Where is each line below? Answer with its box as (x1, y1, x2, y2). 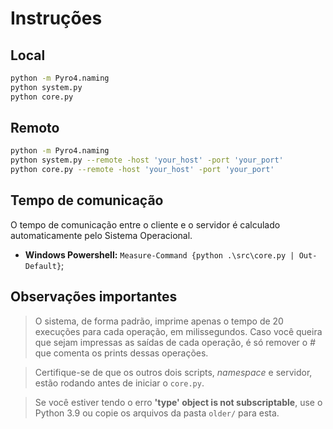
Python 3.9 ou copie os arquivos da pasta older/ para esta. (34, 407, 280, 419)
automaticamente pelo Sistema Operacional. (10, 229, 193, 241)
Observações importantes (10, 288, 178, 306)
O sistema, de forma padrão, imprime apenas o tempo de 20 (34, 315, 284, 327)
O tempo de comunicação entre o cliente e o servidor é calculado (10, 218, 281, 231)
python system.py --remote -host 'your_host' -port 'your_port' (10, 155, 284, 166)
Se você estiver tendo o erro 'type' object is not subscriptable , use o (34, 396, 323, 408)
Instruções (10, 7, 103, 30)
